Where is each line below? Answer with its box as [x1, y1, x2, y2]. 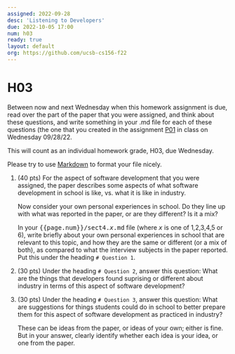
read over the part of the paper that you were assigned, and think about [7, 110, 215, 119]
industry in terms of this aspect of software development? [17, 282, 185, 290]
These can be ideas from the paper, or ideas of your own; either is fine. [17, 324, 224, 332]
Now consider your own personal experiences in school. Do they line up [17, 202, 226, 211]
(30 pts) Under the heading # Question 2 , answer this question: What [17, 266, 218, 275]
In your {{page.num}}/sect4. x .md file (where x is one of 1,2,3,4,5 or [17, 223, 223, 232]
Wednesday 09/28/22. [7, 133, 72, 141]
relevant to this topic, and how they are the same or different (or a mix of [17, 238, 227, 247]
